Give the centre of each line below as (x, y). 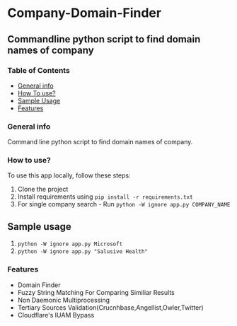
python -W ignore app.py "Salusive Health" (83, 252)
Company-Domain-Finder (84, 13)
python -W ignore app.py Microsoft (70, 244)
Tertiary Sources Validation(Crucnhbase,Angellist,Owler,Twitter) (110, 307)
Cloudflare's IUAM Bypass (56, 315)
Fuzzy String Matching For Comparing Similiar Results (96, 292)
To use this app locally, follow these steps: (69, 175)
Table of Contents (39, 70)
